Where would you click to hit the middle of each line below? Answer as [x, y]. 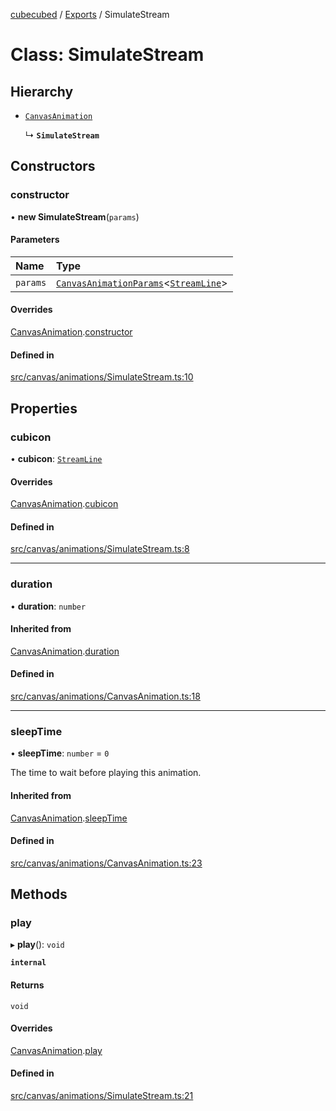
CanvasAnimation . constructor [71, 332]
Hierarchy [42, 91]
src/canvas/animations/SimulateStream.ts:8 [100, 549]
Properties [44, 408]
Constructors [53, 166]
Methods [39, 894]
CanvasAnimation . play [56, 1050]
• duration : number [48, 606]
